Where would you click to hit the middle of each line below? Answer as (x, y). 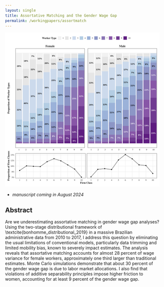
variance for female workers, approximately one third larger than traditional (81, 258)
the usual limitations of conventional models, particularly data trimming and (81, 243)
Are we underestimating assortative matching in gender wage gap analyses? (82, 222)
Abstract (19, 210)
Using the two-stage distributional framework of (54, 227)
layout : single (21, 10)
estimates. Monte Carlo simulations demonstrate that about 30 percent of (79, 263)
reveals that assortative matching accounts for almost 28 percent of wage (80, 253)
